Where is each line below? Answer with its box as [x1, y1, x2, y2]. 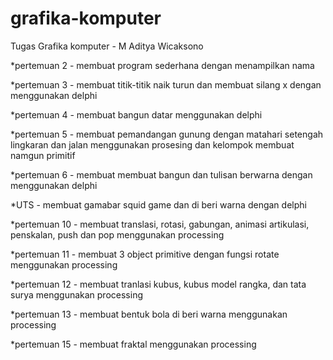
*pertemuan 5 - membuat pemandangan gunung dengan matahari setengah [10, 128, 324, 140]
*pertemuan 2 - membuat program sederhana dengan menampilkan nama [10, 59, 315, 71]
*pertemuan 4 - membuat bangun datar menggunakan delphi [10, 108, 263, 121]
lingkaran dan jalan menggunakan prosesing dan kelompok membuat [10, 138, 295, 151]
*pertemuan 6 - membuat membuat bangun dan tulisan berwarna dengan [10, 168, 313, 181]
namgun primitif [10, 149, 76, 161]
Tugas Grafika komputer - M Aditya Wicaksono [10, 40, 204, 52]
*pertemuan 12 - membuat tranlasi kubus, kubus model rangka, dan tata [10, 278, 307, 290]
